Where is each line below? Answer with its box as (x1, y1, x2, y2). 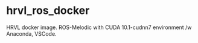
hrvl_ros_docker (6, 4, 90, 18)
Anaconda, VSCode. (6, 30, 57, 37)
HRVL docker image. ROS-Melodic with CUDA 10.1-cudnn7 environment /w (6, 24, 192, 31)
